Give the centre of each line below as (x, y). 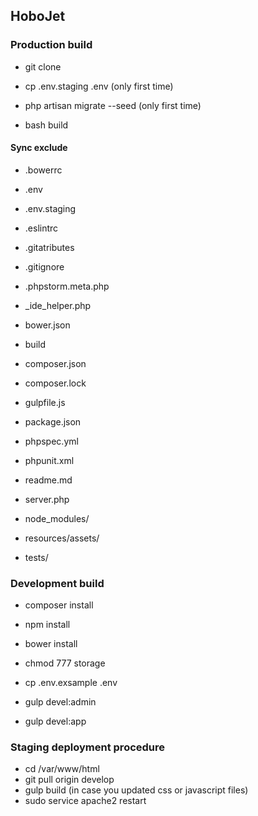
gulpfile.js (45, 402)
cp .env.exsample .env (71, 683)
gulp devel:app (55, 721)
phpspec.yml (51, 441)
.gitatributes (49, 247)
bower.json (47, 325)
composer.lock (55, 383)
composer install (59, 605)
